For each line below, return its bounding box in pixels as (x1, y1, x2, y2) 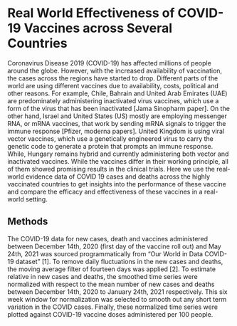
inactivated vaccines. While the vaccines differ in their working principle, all (7, 157, 229, 165)
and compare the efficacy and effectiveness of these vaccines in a (7, 187, 203, 196)
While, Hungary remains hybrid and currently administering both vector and (7, 149, 229, 158)
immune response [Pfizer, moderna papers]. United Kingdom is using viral (7, 127, 225, 135)
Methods (7, 216, 48, 228)
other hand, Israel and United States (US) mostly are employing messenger (7, 112, 228, 120)
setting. (25, 194, 48, 204)
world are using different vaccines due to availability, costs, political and (7, 81, 219, 90)
